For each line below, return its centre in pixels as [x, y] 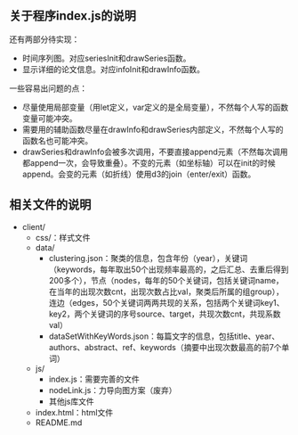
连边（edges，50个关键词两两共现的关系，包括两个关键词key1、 [166, 302]
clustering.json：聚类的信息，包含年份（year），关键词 [148, 258]
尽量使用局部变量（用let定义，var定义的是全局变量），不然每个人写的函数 [155, 107]
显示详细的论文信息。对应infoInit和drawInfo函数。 [113, 69]
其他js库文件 [72, 401]
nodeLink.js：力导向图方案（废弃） [113, 390]
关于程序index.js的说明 [72, 16]
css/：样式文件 [63, 237]
